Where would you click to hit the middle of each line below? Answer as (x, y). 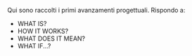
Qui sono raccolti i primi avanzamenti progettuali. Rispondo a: (96, 10)
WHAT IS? (32, 23)
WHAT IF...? (34, 46)
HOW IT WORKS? (43, 31)
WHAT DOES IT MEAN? (51, 38)
